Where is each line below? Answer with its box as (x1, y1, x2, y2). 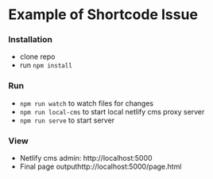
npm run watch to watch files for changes (19, 98, 153, 108)
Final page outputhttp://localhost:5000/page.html (19, 161, 182, 172)
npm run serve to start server (19, 115, 115, 125)
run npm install (19, 60, 73, 70)
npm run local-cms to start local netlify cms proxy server (19, 107, 205, 116)
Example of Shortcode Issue (8, 6, 199, 24)
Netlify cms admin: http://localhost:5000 (19, 154, 153, 163)
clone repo (19, 52, 56, 61)
